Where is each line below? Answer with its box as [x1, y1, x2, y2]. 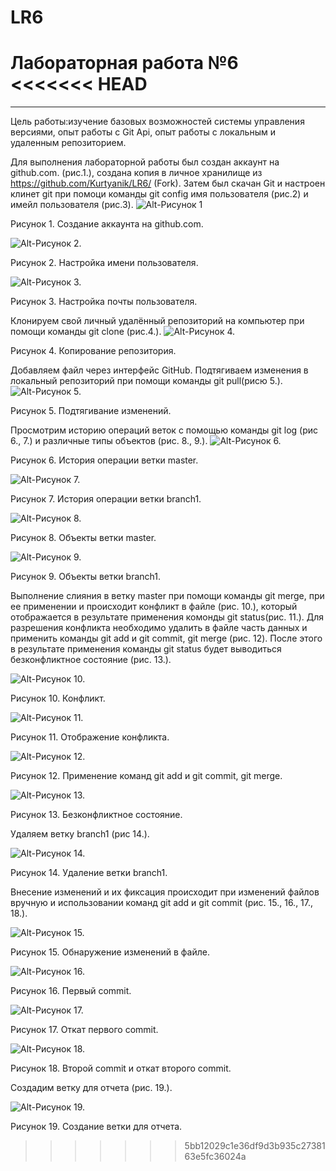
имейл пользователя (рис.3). [10, 199, 134, 211]
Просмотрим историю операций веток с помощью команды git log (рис [10, 424, 319, 436]
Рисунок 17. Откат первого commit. [10, 1024, 159, 1036]
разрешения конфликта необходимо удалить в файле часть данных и [10, 622, 308, 634]
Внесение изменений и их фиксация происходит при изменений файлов [10, 886, 320, 898]
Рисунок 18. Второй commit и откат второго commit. [10, 1062, 232, 1075]
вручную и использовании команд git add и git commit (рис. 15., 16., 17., [10, 897, 314, 909]
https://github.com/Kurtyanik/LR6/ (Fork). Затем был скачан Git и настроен [10, 177, 326, 190]
